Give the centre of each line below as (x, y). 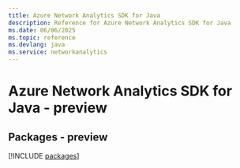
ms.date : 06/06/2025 (42, 30)
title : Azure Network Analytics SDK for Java (84, 15)
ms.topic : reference (42, 37)
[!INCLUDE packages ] (44, 156)
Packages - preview (58, 137)
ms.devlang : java (37, 45)
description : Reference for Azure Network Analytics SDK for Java (120, 23)
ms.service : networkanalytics (58, 52)
